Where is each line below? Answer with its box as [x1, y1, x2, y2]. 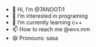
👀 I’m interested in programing [12, 12, 88, 20]
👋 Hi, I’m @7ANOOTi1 [12, 6, 65, 13]
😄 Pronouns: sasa [12, 34, 58, 42]
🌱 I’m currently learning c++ [12, 19, 83, 26]
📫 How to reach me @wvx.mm [12, 26, 91, 33]
